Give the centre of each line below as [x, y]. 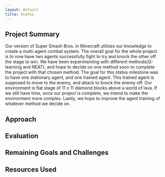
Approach [21, 119]
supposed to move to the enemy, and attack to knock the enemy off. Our [79, 83]
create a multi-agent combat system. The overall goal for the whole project [81, 51]
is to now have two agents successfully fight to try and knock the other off [81, 57]
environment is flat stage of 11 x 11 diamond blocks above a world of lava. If [81, 88]
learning [14, 67]
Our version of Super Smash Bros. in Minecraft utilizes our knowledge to [78, 46]
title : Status [20, 14]
